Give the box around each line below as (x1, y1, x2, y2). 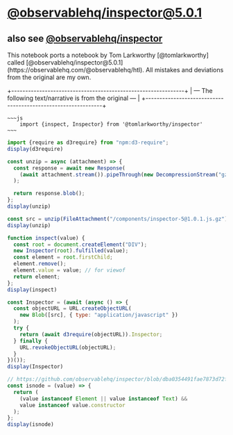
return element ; (13, 273, 60, 280)
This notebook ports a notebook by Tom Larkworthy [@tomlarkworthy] (7, 51, 209, 59)
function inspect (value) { (7, 234, 85, 241)
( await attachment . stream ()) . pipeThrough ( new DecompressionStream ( (19, 171, 218, 178)
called (7, 58, 25, 67)
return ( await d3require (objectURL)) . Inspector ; (19, 331, 163, 338)
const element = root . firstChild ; (13, 254, 113, 261)
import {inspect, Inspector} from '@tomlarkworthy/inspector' (19, 121, 203, 128)
